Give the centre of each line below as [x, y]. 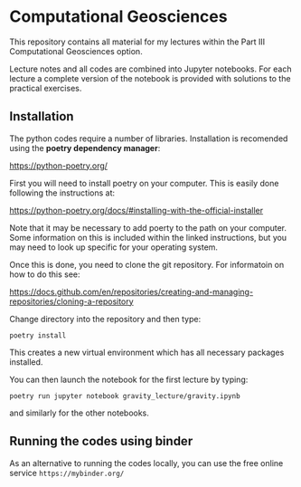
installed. [26, 362]
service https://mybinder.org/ [67, 473]
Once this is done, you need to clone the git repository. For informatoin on [147, 264]
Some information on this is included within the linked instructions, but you [148, 237]
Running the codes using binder [101, 441]
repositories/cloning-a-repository [71, 301]
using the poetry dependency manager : [85, 148]
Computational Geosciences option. [76, 51]
